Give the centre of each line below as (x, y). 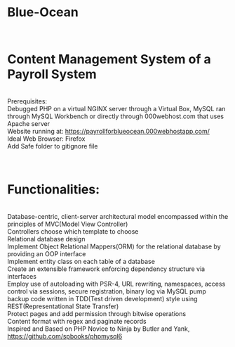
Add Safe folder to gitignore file (53, 146)
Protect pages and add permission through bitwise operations (97, 314)
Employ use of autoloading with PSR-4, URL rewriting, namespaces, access (116, 284)
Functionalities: (54, 190)
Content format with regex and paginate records (77, 322)
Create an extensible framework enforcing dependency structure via (106, 269)
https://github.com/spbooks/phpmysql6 (65, 336)
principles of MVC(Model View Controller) (68, 224)
